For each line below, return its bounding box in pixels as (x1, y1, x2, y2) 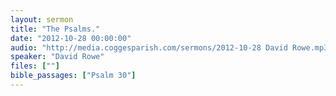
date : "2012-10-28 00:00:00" (10, 33, 132, 43)
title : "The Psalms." (10, 24, 101, 34)
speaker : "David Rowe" (10, 52, 105, 62)
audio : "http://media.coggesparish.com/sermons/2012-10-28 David (10, 42, 288, 53)
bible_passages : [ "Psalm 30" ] (10, 71, 137, 81)
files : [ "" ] (10, 61, 60, 71)
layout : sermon (10, 14, 74, 25)
